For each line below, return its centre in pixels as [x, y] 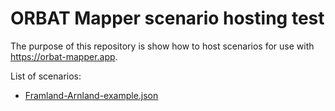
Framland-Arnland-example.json [91, 95]
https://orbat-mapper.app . [64, 56]
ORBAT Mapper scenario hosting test [167, 18]
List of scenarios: [46, 76]
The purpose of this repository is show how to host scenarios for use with [162, 46]
